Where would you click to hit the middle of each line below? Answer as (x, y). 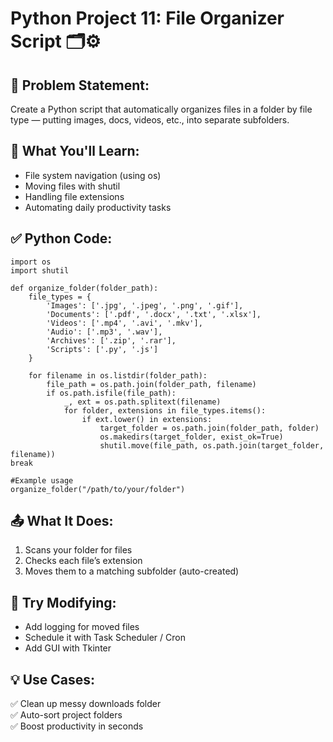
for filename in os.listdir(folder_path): (118, 375)
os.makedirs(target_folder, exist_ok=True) (191, 437)
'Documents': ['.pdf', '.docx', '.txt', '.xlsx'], (154, 314)
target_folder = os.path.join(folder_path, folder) (209, 428)
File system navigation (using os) (93, 175)
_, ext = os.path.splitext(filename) (142, 402)
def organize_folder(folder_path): (84, 288)
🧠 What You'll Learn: (75, 151)
